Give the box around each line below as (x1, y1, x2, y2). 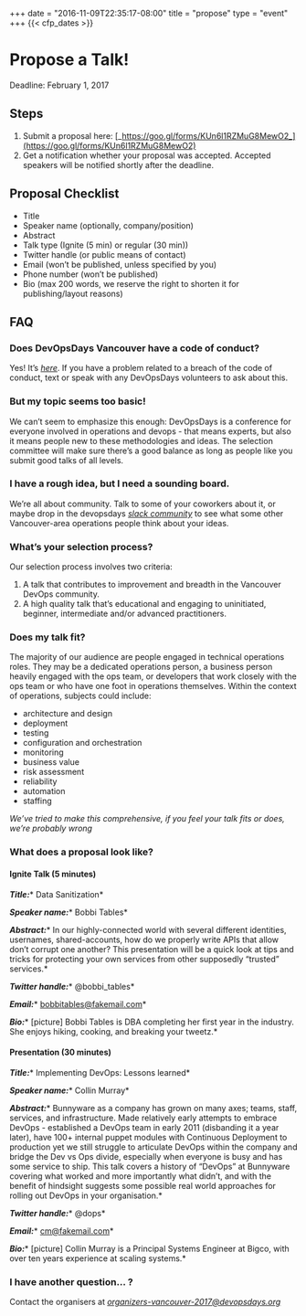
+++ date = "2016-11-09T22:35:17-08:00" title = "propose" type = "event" (9, 8, 289, 18)
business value (22, 757, 80, 768)
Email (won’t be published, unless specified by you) (22, 259, 217, 270)
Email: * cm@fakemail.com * (9, 1225, 114, 1236)
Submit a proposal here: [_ (22, 130, 122, 141)
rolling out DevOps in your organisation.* (9, 1190, 163, 1201)
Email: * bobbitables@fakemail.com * (9, 998, 147, 1009)
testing (22, 727, 49, 738)
